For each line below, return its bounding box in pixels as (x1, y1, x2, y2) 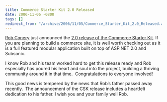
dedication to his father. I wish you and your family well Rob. (5, 91, 128, 97)
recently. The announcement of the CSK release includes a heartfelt (5, 86, 146, 92)
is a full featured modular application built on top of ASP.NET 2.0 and (5, 45, 147, 51)
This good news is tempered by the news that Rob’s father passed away (5, 81, 153, 87)
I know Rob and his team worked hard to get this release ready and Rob (5, 60, 152, 66)
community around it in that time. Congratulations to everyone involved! (5, 71, 153, 77)
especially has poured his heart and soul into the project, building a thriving (5, 66, 160, 72)
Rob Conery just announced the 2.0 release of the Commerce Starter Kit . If (5, 35, 159, 41)
